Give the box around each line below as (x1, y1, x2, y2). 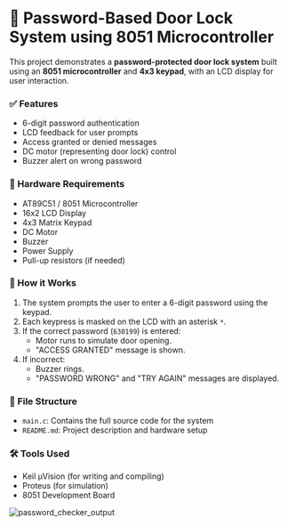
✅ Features (9, 97, 59, 109)
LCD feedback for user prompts (21, 127, 139, 138)
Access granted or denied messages (21, 137, 157, 148)
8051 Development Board (21, 490, 116, 501)
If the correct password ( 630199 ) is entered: (21, 325, 181, 336)
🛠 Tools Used (9, 448, 70, 460)
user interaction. (9, 75, 69, 85)
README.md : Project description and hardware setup (21, 425, 208, 435)
